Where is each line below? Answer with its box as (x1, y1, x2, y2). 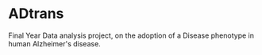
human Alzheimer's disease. (8, 38, 101, 48)
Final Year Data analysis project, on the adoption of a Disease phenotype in (8, 31, 254, 40)
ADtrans (8, 5, 64, 23)
